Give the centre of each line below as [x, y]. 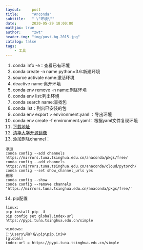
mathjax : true [20, 28]
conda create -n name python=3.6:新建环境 [56, 71]
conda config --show [27, 180]
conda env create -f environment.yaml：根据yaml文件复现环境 [75, 120]
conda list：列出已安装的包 [40, 108]
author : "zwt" [24, 32]
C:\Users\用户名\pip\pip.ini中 [36, 234]
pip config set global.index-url [40, 216]
